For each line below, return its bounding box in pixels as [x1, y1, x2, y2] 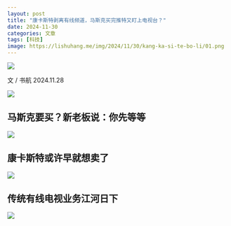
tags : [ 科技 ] [7, 36, 44, 43]
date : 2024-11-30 [7, 23, 58, 30]
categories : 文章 [7, 29, 56, 37]
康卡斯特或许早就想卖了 [7, 152, 109, 164]
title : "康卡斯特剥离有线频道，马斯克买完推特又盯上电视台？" [7, 17, 166, 24]
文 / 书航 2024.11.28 [7, 76, 65, 84]
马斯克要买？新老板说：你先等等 [7, 111, 146, 123]
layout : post [7, 10, 46, 17]
